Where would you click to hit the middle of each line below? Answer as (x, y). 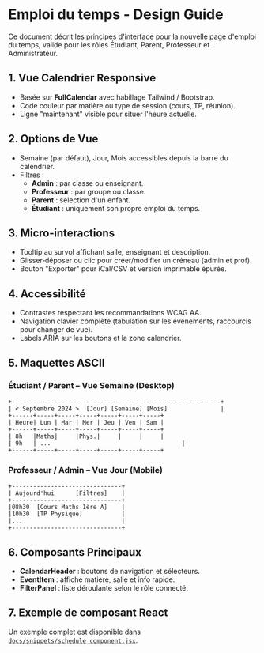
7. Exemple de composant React (88, 613)
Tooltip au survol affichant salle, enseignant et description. (115, 252)
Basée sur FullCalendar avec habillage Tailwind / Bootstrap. (117, 97)
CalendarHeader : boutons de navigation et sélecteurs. (109, 571)
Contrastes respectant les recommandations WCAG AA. (110, 313)
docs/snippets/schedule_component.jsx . (73, 640)
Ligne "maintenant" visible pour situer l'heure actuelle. (108, 114)
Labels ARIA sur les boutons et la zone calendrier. (100, 338)
